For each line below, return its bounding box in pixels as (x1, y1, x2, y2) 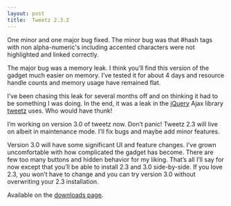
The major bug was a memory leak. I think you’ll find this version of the (7, 64, 210, 72)
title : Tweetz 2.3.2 (7, 17, 70, 24)
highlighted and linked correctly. (7, 50, 99, 59)
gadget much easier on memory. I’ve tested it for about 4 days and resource (7, 71, 225, 79)
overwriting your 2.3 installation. (7, 177, 99, 185)
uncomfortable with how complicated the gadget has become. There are (7, 148, 214, 156)
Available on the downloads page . (7, 191, 104, 199)
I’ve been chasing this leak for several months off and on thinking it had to (7, 91, 219, 100)
